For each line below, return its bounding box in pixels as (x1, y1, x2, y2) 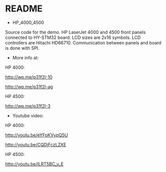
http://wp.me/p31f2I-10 (5, 74, 53, 80)
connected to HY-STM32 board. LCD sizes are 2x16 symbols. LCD (5, 34, 141, 40)
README (5, 3, 43, 14)
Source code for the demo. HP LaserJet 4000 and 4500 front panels (5, 29, 146, 35)
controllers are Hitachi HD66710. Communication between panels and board (5, 39, 162, 45)
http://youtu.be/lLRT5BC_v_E (5, 161, 64, 167)
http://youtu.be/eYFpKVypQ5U (5, 132, 68, 138)
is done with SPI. (5, 45, 40, 51)
